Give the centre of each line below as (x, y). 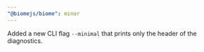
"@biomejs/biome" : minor (44, 14)
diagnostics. (25, 41)
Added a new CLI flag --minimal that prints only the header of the (102, 33)
